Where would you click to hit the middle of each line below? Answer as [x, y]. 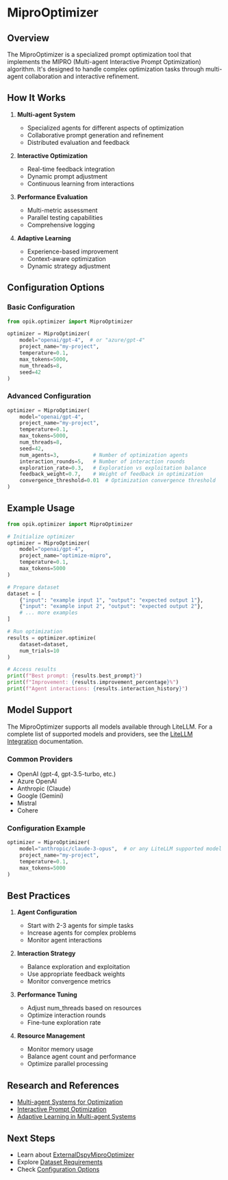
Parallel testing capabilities [65, 217]
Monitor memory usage [60, 1049]
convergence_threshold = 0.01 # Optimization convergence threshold [117, 481]
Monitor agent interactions [65, 940]
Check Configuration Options [58, 1170]
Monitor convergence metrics [69, 982]
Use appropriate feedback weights [76, 974]
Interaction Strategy [46, 953]
